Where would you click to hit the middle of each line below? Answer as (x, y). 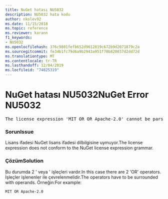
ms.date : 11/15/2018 (27, 24)
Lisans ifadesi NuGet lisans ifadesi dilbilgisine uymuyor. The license (74, 143)
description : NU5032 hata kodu (38, 14)
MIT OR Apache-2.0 (24, 192)
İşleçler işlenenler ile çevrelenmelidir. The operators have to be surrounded (82, 177)
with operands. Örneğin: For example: (43, 182)
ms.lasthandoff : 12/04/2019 (34, 65)
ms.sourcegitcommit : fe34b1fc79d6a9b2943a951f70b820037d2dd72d (72, 51)
